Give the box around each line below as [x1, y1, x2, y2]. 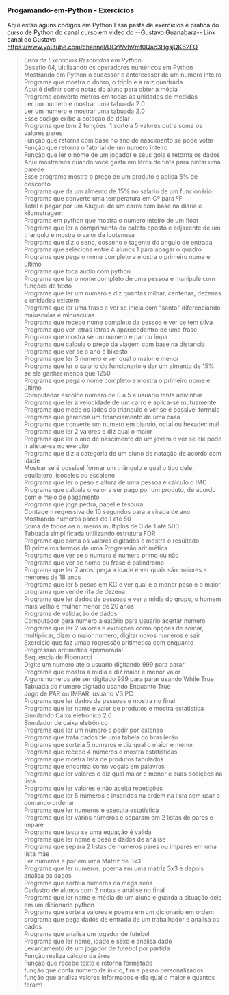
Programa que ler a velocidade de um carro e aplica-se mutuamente [23, 398, 217, 406]
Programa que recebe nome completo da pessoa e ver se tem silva [23, 318, 213, 327]
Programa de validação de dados [23, 609, 118, 618]
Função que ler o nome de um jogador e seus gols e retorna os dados [23, 151, 221, 159]
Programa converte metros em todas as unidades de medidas [23, 93, 198, 101]
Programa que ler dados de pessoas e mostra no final [23, 697, 176, 705]
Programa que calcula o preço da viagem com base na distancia [23, 340, 205, 348]
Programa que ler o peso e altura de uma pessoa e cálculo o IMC [23, 478, 207, 487]
